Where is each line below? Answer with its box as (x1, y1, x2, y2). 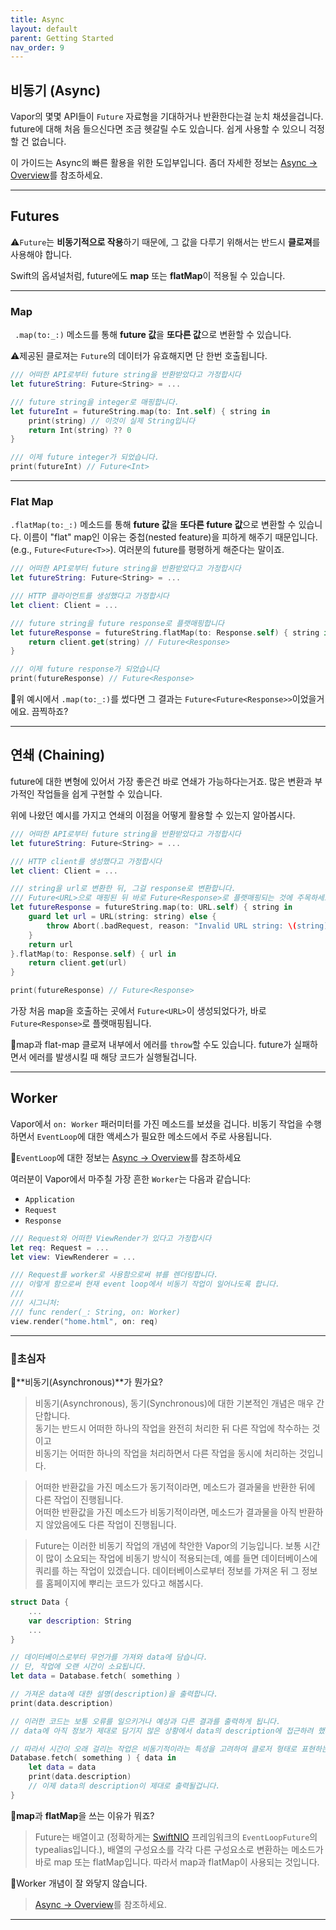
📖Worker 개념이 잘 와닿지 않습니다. (10, 1877, 148, 1889)
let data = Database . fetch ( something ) (10, 1671, 182, 1681)
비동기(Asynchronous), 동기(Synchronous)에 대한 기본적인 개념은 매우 (34, 1397, 315, 1410)
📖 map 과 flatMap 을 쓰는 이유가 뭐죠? (10, 1809, 155, 1821)
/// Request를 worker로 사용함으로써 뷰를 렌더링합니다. (10, 1270, 219, 1280)
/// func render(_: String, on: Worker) (10, 1307, 182, 1317)
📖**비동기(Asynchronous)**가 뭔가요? (10, 1376, 163, 1388)
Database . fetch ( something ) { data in (10, 1753, 177, 1763)
